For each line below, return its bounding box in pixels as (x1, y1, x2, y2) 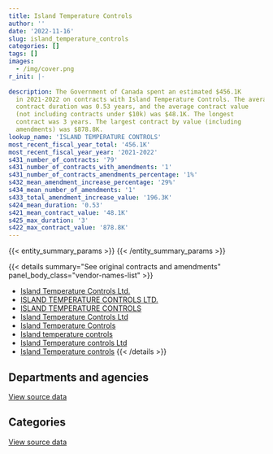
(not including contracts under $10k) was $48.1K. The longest (15, 111, 234, 119)
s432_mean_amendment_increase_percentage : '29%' (8, 178, 176, 187)
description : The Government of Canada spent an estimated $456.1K (8, 87, 242, 96)
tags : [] (8, 50, 38, 58)
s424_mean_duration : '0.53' (8, 201, 104, 209)
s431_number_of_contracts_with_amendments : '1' (8, 164, 173, 172)
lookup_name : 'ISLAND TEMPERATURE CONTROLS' (8, 133, 162, 141)
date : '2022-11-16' (8, 27, 75, 35)
